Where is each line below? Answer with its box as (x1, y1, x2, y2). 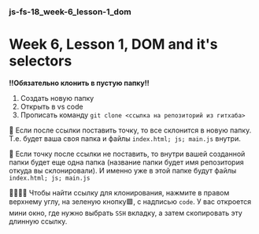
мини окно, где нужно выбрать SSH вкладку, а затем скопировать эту (9, 208, 242, 217)
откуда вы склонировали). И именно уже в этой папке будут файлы (9, 165, 237, 175)
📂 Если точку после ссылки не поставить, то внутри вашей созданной (9, 149, 246, 158)
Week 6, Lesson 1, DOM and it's (9, 35, 218, 54)
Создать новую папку (20, 93, 94, 102)
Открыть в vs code (20, 102, 83, 111)
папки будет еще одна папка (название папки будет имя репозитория (9, 157, 244, 167)
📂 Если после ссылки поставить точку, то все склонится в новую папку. (9, 125, 252, 135)
